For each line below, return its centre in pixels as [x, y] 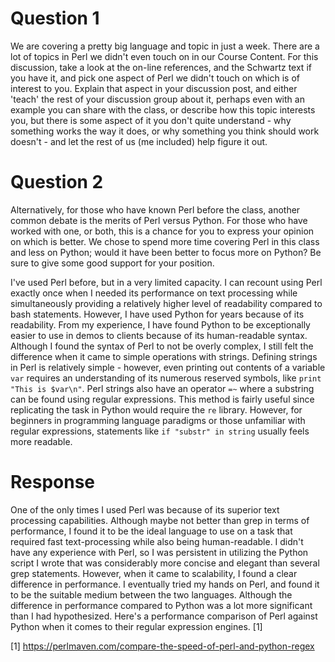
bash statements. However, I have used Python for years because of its [157, 314]
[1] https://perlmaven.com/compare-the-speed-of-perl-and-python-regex [162, 646]
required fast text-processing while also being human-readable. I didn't [157, 541]
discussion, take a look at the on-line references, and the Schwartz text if [161, 67]
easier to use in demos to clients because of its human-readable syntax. [159, 335]
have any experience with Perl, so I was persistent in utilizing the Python [159, 552]
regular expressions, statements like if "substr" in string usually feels [160, 431]
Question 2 [57, 182]
